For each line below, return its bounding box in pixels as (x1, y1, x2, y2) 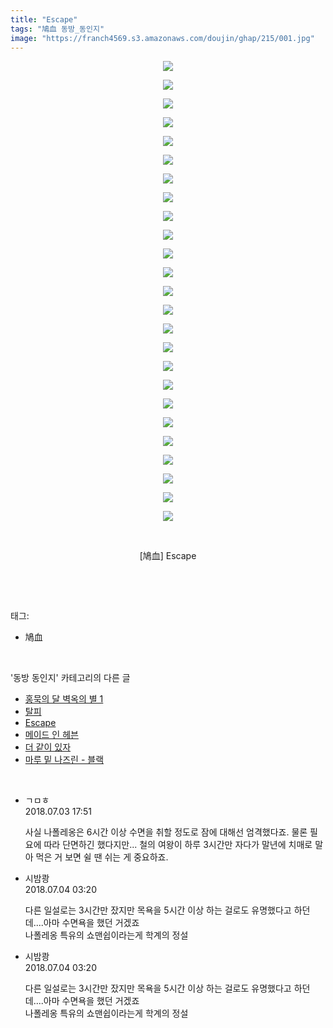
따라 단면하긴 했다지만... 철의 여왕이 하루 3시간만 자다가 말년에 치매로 (43, 839, 313, 851)
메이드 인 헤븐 (24, 729, 79, 741)
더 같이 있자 (24, 741, 72, 753)
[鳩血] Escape (139, 550, 197, 562)
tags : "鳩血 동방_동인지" (10, 24, 105, 34)
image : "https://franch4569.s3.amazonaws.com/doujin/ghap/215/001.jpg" (10, 33, 315, 43)
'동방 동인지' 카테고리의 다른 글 (10, 672, 131, 684)
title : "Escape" (10, 14, 78, 25)
